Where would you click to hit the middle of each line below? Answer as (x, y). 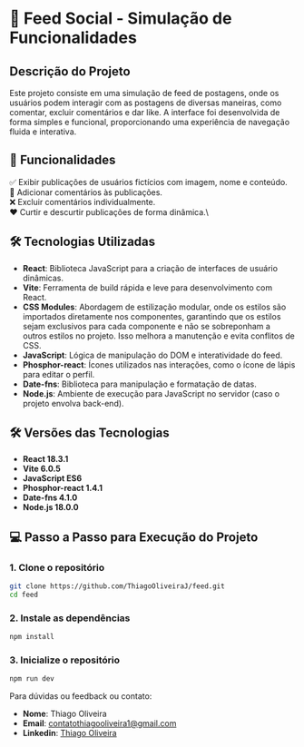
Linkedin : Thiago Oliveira (69, 733)
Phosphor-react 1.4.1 (62, 488)
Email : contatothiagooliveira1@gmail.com (99, 723)
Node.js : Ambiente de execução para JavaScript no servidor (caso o (151, 393)
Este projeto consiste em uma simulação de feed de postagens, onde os (144, 93)
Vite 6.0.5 (41, 469)
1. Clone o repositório (57, 567)
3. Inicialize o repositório (65, 660)
